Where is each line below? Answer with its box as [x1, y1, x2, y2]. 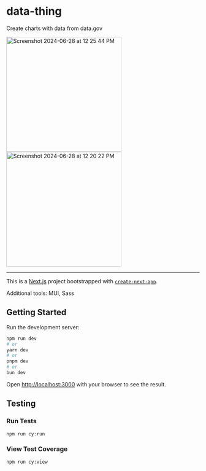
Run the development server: [6, 323, 80, 331]
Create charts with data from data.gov [6, 25, 103, 32]
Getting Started [6, 307, 67, 318]
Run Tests [6, 417, 37, 426]
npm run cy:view [6, 459, 48, 465]
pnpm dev [6, 358, 29, 364]
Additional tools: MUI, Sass [6, 289, 75, 297]
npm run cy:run [6, 431, 45, 437]
